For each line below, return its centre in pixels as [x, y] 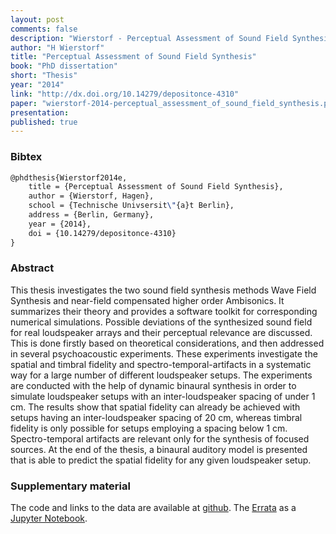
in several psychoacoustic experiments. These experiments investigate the [164, 353]
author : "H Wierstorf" [57, 47]
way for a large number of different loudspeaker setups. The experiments [161, 375]
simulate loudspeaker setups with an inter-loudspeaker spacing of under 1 [163, 396]
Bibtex [26, 157]
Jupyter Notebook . [49, 518]
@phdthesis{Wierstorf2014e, [69, 177]
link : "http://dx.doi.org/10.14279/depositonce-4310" [125, 94]
